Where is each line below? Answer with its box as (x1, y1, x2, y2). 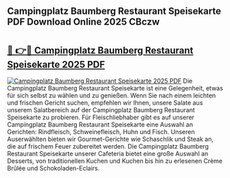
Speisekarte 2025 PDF (7, 58, 105, 71)
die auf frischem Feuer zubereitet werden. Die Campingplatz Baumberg (7, 142, 209, 150)
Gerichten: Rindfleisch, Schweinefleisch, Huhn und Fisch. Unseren (7, 128, 195, 136)
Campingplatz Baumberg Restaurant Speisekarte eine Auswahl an (7, 120, 194, 129)
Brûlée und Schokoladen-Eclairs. (7, 164, 100, 172)
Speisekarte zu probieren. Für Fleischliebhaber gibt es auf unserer (7, 113, 194, 121)
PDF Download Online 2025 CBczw (7, 16, 160, 28)
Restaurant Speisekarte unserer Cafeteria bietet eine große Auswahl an (7, 150, 209, 157)
